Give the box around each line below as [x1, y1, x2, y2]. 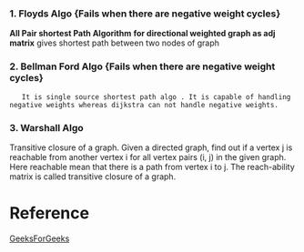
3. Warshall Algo [9, 121, 84, 134]
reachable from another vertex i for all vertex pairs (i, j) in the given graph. [9, 151, 287, 162]
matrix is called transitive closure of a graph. [9, 171, 177, 182]
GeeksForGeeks [9, 233, 70, 244]
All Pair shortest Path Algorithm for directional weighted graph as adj [9, 28, 276, 39]
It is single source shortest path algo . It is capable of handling [21, 92, 291, 102]
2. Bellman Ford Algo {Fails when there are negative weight [9, 60, 276, 73]
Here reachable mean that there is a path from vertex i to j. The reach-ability [9, 161, 296, 172]
